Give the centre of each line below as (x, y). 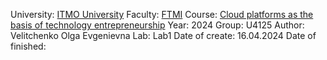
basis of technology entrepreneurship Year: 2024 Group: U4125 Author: (157, 25)
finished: (28, 46)
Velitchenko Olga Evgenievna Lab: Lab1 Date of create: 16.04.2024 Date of (163, 35)
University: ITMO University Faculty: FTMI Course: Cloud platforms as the (162, 14)
